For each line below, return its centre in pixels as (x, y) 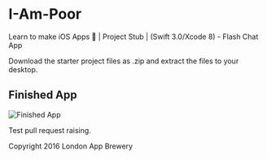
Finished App (43, 95)
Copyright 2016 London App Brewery (70, 146)
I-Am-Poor (45, 14)
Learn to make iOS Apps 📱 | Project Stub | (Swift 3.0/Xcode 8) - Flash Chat (133, 37)
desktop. (23, 69)
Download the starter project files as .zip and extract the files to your (124, 61)
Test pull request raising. (50, 130)
